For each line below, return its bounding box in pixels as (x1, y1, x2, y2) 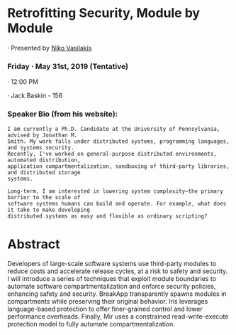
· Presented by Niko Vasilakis (7, 43, 92, 52)
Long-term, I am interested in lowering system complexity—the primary (7, 187, 223, 195)
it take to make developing (7, 206, 91, 213)
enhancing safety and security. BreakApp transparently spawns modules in (7, 289, 227, 298)
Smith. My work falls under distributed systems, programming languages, (7, 137, 230, 145)
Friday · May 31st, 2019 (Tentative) (7, 61, 129, 71)
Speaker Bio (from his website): (7, 109, 118, 119)
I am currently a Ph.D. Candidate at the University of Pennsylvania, (7, 125, 220, 132)
